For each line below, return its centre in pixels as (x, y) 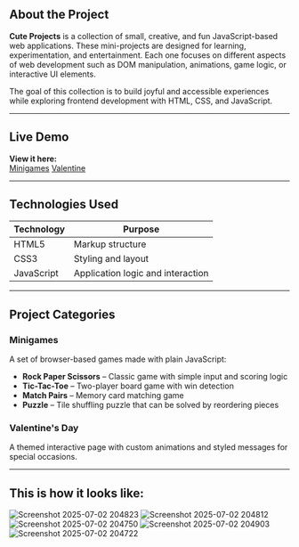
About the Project (59, 15)
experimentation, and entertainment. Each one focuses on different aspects (148, 55)
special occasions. (43, 457)
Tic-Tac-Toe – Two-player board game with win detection (128, 386)
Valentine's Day (44, 429)
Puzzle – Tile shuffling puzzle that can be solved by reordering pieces (150, 405)
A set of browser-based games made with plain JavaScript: (118, 359)
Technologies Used (64, 204)
